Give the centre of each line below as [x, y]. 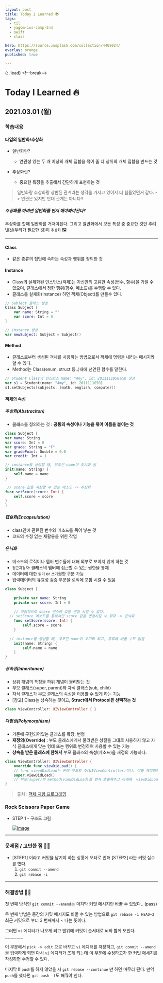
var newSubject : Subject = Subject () [43, 334]
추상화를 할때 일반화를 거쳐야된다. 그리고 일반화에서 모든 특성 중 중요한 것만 [76, 224]
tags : [10, 19]
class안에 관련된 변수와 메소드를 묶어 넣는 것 [54, 530]
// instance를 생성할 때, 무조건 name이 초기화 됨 [50, 465]
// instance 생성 [21, 330]
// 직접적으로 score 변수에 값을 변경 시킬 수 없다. [59, 612]
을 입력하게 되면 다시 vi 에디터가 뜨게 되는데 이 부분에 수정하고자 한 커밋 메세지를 [81, 953]
